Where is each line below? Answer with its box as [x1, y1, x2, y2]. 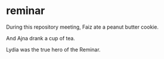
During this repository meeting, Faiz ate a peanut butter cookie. [6, 23, 159, 30]
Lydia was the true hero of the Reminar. [6, 46, 101, 53]
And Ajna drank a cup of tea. [6, 34, 75, 41]
